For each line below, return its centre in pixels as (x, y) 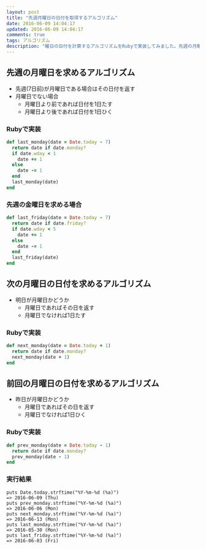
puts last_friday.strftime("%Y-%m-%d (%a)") (64, 535)
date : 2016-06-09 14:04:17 (41, 23)
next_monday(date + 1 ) (41, 357)
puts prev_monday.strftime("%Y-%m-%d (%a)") (64, 503)
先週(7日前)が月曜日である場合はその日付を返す (75, 88)
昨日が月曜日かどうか (42, 399)
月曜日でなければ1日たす (55, 315)
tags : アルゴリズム (28, 40)
